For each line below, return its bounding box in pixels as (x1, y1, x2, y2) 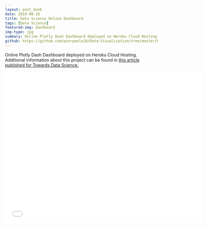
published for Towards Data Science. (5, 62, 79, 68)
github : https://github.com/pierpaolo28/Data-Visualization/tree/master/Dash (5, 39, 166, 44)
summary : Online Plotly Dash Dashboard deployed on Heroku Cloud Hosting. (5, 34, 159, 39)
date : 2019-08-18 (5, 12, 40, 16)
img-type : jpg (5, 30, 34, 34)
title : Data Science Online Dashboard (5, 16, 83, 21)
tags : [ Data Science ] (5, 20, 49, 26)
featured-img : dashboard (5, 25, 55, 30)
